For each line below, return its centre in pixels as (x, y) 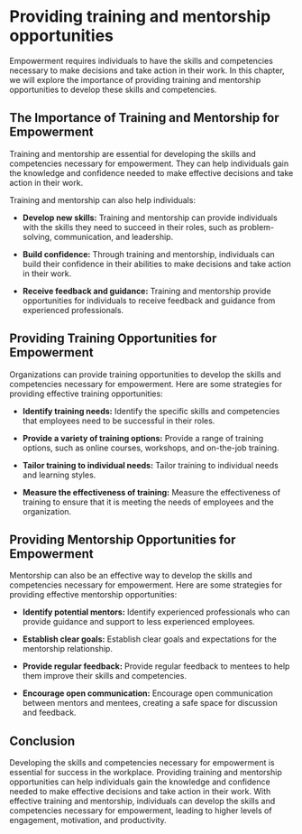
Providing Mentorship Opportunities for (123, 539)
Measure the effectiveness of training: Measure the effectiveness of (151, 492)
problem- (257, 227)
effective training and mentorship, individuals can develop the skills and (142, 802)
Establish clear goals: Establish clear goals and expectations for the (149, 639)
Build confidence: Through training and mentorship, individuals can (148, 254)
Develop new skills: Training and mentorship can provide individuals (150, 218)
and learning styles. (59, 475)
